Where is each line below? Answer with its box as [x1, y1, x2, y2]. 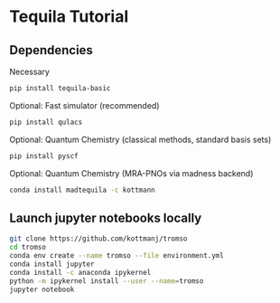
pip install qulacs [9, 118, 83, 127]
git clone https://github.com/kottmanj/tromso [9, 234, 188, 243]
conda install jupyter [9, 260, 95, 269]
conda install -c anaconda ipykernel [9, 268, 152, 277]
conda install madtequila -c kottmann [9, 185, 155, 194]
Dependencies [9, 43, 93, 58]
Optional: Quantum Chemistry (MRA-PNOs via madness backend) [9, 167, 254, 178]
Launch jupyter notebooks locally [9, 210, 202, 225]
